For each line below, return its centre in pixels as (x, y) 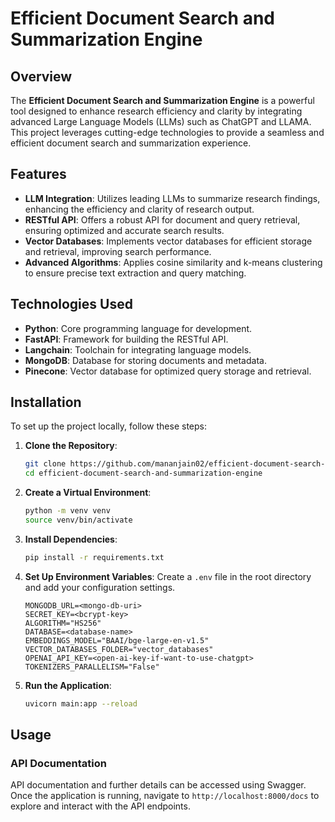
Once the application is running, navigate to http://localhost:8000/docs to (165, 796)
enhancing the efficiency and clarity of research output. (139, 209)
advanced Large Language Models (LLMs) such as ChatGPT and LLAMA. (161, 121)
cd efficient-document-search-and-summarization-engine (143, 473)
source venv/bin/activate (78, 520)
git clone (45, 464)
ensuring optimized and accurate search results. (124, 230)
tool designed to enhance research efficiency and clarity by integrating (156, 111)
